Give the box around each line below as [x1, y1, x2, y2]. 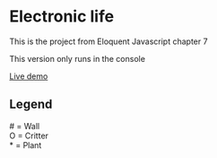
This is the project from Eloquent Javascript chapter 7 [9, 36, 208, 47]
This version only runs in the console [9, 53, 146, 64]
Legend [9, 97, 53, 112]
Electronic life [9, 6, 115, 27]
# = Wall [9, 120, 40, 131]
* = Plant [9, 139, 42, 150]
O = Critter [9, 130, 49, 141]
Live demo [9, 70, 48, 82]
